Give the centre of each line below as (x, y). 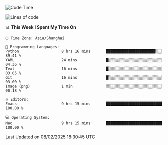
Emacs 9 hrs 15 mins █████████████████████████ (84, 104)
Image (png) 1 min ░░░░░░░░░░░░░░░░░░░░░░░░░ (84, 86)
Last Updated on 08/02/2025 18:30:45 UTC (50, 137)
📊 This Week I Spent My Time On (41, 27)
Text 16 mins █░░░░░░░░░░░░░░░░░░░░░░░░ (84, 69)
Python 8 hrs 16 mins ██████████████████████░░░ (84, 51)
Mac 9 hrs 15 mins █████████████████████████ (84, 123)
